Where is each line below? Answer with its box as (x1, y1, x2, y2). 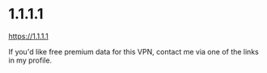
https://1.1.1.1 (8, 31, 49, 41)
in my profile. (8, 55, 53, 65)
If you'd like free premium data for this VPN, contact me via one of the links (8, 47, 259, 56)
